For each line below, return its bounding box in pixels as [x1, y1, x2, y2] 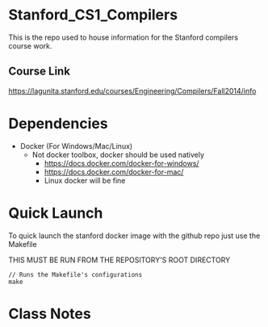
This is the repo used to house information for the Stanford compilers [8, 32, 239, 42]
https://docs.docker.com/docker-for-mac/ [44, 167, 184, 176]
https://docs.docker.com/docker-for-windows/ [44, 158, 199, 168]
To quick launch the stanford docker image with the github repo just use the [8, 231, 261, 240]
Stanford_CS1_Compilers [8, 6, 178, 24]
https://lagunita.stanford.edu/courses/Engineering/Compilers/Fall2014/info [8, 86, 257, 96]
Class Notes [8, 304, 91, 323]
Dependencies [8, 114, 108, 133]
